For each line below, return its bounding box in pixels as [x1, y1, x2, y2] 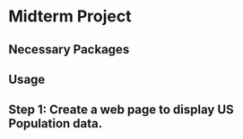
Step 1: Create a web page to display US [8, 102, 234, 118]
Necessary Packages [8, 42, 130, 57]
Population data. [8, 116, 103, 131]
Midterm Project [8, 6, 132, 27]
